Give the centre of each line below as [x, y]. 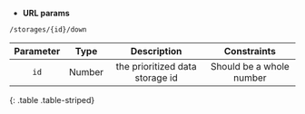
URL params [46, 13]
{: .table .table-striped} [52, 100]
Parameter [37, 51]
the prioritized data [156, 66]
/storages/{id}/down [49, 30]
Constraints [250, 51]
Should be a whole [250, 66]
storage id [157, 78]
